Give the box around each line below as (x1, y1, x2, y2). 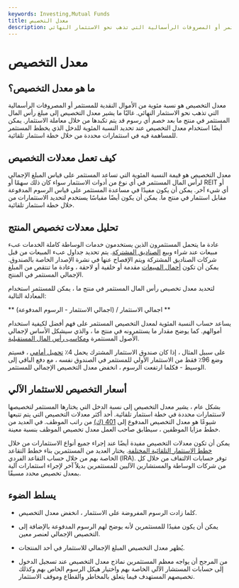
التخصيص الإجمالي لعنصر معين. (18, 529, 101, 538)
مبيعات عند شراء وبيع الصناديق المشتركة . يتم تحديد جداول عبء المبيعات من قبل (8, 248, 218, 256)
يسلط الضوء (8, 489, 56, 501)
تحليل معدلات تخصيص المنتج (8, 221, 118, 233)
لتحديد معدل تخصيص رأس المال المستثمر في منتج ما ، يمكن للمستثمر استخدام (8, 284, 215, 292)
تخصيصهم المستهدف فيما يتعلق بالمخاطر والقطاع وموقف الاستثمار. (18, 572, 195, 580)
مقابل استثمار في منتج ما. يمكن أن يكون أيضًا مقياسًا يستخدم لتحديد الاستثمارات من (8, 193, 227, 202)
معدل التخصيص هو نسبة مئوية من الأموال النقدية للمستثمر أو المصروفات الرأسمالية (8, 101, 226, 110)
